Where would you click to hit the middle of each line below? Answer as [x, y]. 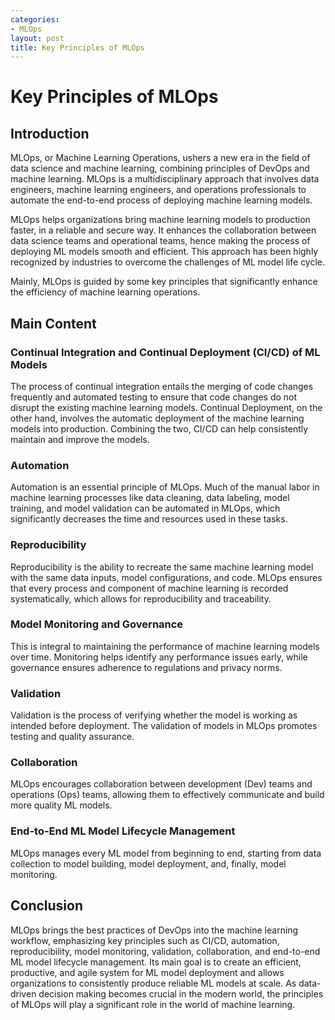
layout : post [37, 38]
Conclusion [47, 906]
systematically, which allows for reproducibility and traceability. [141, 598]
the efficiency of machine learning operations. [105, 292]
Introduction [50, 133]
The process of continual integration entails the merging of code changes [162, 386]
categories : [35, 19]
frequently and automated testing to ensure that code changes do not [154, 397]
